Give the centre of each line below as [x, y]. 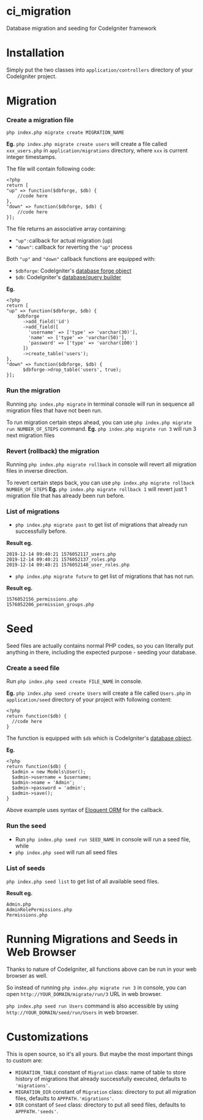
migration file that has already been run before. [66, 496]
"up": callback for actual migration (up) [64, 241]
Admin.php [19, 905]
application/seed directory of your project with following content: [89, 700]
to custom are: [24, 1060]
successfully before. [41, 531]
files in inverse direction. [37, 470]
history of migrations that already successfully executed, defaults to [101, 1078]
